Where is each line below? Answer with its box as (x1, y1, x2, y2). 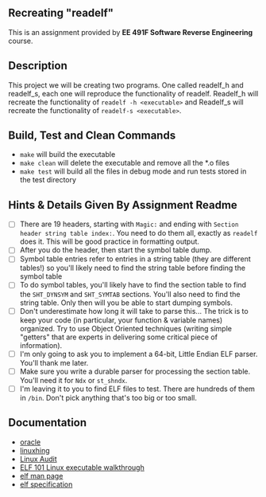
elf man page (19, 471, 64, 480)
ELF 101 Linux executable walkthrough (19, 462, 145, 472)
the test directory (19, 175, 77, 185)
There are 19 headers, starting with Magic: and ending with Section (19, 219, 239, 229)
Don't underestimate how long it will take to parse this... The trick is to (19, 306, 249, 315)
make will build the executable (19, 150, 116, 159)
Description (8, 59, 67, 72)
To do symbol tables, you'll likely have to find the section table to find (19, 280, 247, 290)
